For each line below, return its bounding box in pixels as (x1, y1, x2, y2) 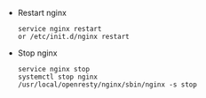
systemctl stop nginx (17, 72, 98, 81)
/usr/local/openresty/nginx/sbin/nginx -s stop (17, 80, 197, 89)
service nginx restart (17, 25, 102, 34)
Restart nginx (17, 8, 67, 18)
